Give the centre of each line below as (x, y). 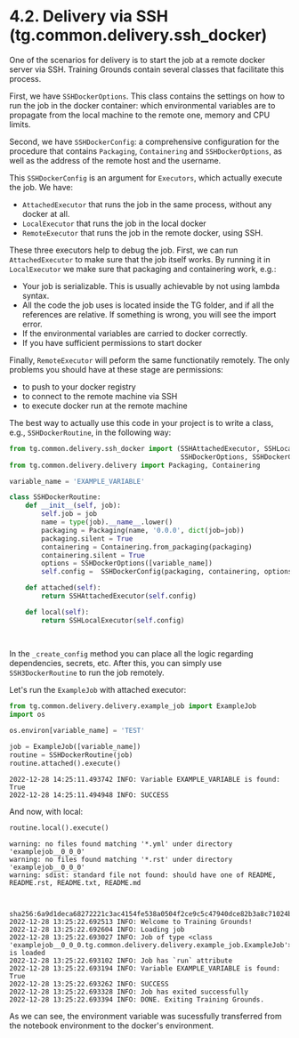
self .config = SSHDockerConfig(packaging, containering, (151, 572)
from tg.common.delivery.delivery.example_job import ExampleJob (133, 706)
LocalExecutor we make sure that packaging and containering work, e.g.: (143, 269)
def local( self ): (57, 612)
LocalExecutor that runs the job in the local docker (114, 223)
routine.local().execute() (59, 828)
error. (32, 324)
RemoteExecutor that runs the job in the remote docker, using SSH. (142, 232)
